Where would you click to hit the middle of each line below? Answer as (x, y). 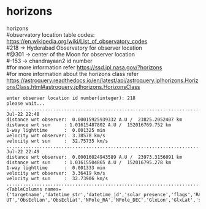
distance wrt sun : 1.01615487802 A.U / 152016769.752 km (89, 125)
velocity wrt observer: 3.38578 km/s (56, 135)
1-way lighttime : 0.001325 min (56, 130)
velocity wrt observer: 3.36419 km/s (56, 173)
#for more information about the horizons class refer (73, 74)
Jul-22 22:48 (23, 114)
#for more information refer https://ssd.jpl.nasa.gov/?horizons (84, 67)
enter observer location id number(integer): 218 (71, 98)
